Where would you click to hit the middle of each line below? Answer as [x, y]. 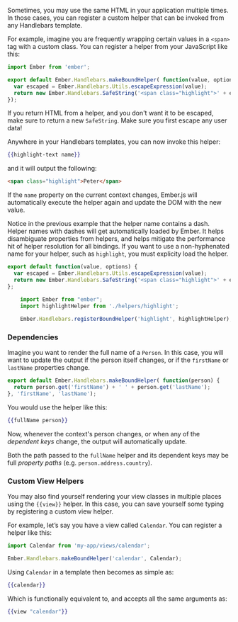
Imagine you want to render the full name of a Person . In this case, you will [115, 353]
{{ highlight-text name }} [44, 155]
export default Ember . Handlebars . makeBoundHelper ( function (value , [109, 80]
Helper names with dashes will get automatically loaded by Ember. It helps [116, 231]
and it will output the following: [52, 169]
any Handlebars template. [45, 25]
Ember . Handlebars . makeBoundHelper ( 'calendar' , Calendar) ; [95, 559]
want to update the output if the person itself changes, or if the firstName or [118, 360]
